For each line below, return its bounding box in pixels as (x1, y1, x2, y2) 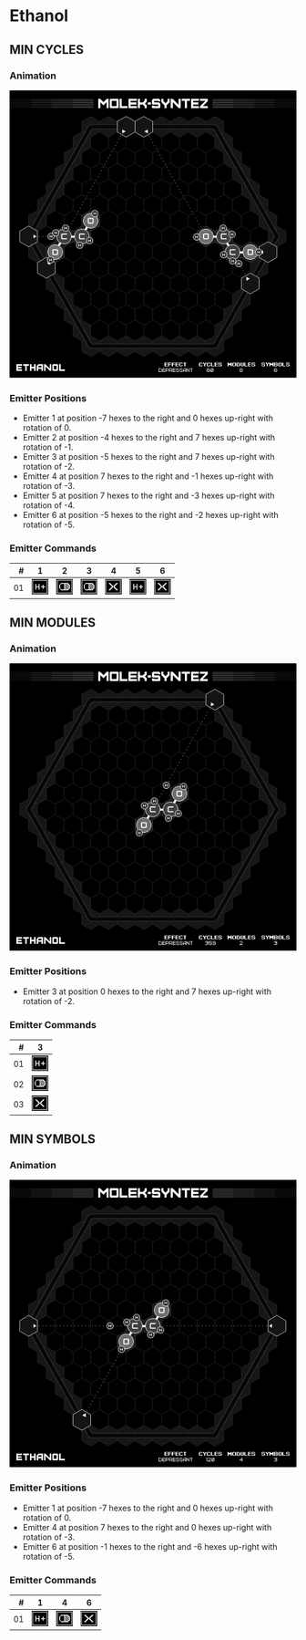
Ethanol (9, 5, 69, 26)
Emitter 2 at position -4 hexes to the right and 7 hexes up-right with (22, 432, 276, 443)
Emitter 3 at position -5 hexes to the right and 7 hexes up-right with (22, 452, 275, 462)
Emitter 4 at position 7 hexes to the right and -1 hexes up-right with (22, 471, 274, 482)
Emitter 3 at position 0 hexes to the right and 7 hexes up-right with (22, 986, 271, 997)
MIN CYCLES (9, 42, 85, 57)
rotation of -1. (22, 441, 74, 452)
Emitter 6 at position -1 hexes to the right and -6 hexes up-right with (22, 1541, 278, 1552)
